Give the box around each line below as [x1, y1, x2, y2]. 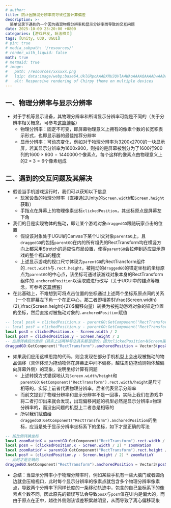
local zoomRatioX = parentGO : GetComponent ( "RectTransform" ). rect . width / [5, 438, 165, 443]
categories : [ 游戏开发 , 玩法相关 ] [5, 31, 72, 36]
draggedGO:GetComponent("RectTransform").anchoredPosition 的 [20, 417, 153, 423]
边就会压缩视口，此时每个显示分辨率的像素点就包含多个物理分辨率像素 [12, 478, 160, 484]
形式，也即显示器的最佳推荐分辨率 [24, 132, 97, 138]
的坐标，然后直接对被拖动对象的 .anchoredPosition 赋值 [12, 309, 128, 316]
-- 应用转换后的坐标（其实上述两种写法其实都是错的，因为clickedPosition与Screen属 [5, 338, 166, 344]
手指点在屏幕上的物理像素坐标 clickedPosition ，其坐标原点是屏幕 [20, 207, 157, 214]
